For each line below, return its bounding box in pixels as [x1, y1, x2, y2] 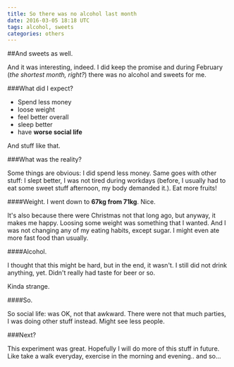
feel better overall [17, 113, 69, 121]
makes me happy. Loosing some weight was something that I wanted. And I [7, 219, 226, 227]
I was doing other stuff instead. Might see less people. [7, 317, 165, 325]
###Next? [7, 331, 37, 339]
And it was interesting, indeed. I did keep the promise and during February [7, 63, 223, 71]
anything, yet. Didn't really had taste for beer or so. [7, 269, 156, 277]
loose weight [17, 105, 55, 114]
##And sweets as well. [7, 49, 73, 58]
